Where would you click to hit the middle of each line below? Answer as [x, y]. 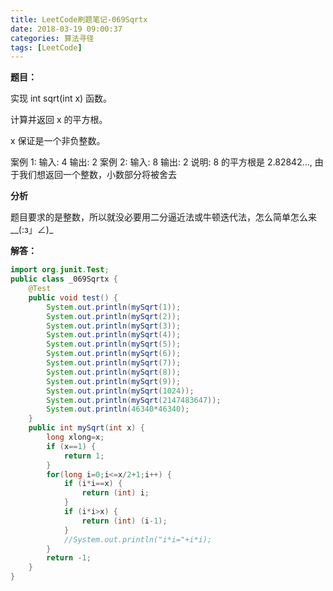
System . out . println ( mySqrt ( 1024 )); [120, 391]
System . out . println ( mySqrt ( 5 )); [114, 344]
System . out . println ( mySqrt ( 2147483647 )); [134, 400]
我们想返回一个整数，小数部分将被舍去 [97, 175]
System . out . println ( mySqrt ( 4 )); [114, 335]
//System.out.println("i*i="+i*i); [138, 539]
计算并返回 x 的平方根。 [59, 120]
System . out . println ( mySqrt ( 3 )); [114, 326]
